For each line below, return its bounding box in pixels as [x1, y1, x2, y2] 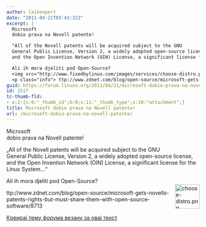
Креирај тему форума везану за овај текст [6, 214, 118, 221]
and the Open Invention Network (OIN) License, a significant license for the [6, 158, 196, 166]
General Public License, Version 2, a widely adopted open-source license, [6, 152, 193, 160]
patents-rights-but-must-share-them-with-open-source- [6, 195, 150, 203]
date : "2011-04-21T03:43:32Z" [6, 15, 84, 21]
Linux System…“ [6, 165, 48, 173]
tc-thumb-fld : [6, 94, 43, 100]
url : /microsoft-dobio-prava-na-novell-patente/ [6, 111, 133, 117]
